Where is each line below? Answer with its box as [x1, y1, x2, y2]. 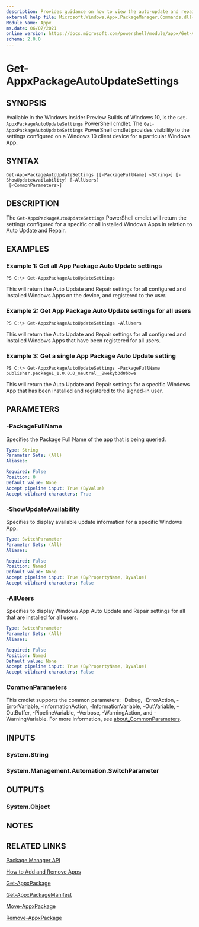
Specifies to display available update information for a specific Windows [6, 518, 182, 525]
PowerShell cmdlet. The [84, 120, 143, 127]
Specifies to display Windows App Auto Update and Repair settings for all [6, 608, 185, 615]
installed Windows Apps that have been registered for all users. [6, 336, 161, 344]
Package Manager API [6, 857, 60, 864]
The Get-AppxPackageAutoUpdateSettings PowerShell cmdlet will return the [6, 214, 187, 221]
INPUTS [6, 732, 36, 742]
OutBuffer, [6, 709, 31, 716]
